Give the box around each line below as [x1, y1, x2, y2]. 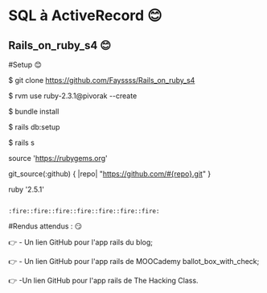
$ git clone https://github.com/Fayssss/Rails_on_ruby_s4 [8, 76, 195, 85]
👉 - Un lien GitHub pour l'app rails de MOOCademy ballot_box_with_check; [8, 257, 260, 266]
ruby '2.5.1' [8, 184, 44, 194]
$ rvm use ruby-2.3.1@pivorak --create [8, 91, 138, 101]
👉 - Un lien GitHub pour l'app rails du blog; [8, 237, 153, 247]
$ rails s [8, 138, 35, 147]
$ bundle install [8, 107, 60, 116]
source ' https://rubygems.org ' [8, 154, 109, 163]
